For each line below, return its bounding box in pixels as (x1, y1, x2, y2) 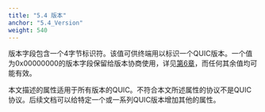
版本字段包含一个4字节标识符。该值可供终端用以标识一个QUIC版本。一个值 (8, 49, 253, 58)
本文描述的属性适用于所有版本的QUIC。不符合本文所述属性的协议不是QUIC (8, 85, 252, 95)
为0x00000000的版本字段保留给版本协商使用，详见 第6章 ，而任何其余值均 (8, 58, 251, 68)
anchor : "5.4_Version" (8, 19, 83, 27)
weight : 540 (8, 26, 48, 34)
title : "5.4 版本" (8, 11, 67, 20)
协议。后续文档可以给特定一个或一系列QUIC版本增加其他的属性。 (8, 95, 221, 105)
